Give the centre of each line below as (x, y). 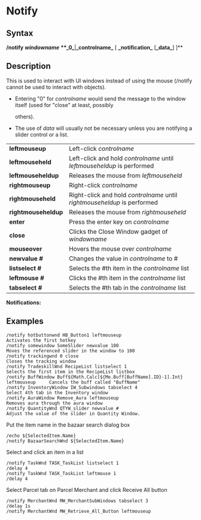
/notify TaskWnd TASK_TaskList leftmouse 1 (61, 473)
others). (25, 116)
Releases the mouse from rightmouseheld (127, 212)
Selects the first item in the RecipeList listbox (71, 372)
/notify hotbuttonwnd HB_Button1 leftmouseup (64, 335)
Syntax (20, 33)
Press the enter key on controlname (119, 221)
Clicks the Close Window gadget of (118, 232)
